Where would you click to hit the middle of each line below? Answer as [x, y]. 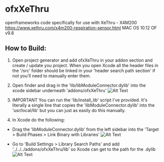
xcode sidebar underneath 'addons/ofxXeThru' [59, 90]
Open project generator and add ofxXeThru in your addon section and [82, 60]
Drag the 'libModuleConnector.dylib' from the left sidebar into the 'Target [85, 129]
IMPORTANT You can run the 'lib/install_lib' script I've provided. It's [80, 100]
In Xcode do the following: [38, 120]
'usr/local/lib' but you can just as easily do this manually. [69, 110]
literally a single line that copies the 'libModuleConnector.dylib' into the [83, 105]
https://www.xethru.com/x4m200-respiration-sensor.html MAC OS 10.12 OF [81, 27]
